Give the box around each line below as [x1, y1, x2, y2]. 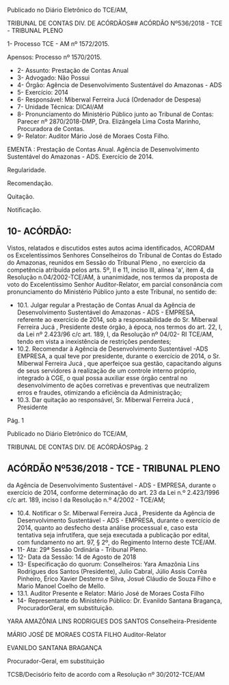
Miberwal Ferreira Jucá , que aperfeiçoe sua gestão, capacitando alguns [16, 359, 222, 367]
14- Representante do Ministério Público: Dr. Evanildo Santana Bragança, [16, 596, 222, 605]
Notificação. [7, 206, 42, 213]
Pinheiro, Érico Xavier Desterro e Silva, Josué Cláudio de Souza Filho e [16, 574, 217, 583]
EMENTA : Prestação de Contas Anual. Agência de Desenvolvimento [7, 146, 200, 153]
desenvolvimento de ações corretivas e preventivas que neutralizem [16, 381, 210, 389]
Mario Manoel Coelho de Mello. [16, 581, 106, 590]
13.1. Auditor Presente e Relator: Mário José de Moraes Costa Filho [16, 589, 205, 597]
